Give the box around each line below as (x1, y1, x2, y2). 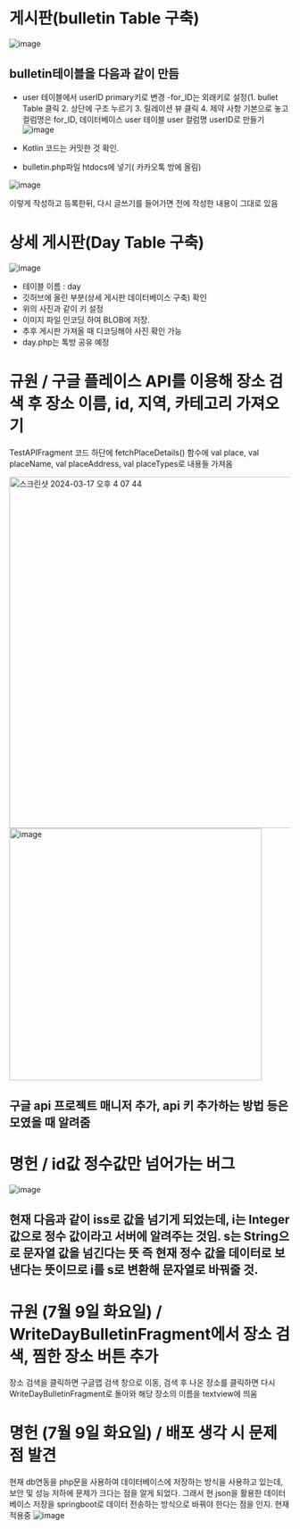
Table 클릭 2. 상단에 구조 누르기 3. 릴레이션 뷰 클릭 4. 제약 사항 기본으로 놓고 (21, 103, 289, 113)
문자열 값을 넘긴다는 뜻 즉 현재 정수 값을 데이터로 (22, 1246, 272, 1261)
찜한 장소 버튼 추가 (31, 1346, 159, 1367)
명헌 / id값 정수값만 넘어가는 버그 (9, 1154, 236, 1175)
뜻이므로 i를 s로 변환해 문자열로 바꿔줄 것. (44, 1262, 259, 1277)
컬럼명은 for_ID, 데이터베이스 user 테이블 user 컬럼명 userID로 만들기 (21, 113, 265, 125)
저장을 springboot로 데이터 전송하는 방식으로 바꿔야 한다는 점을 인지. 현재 (32, 1499, 290, 1509)
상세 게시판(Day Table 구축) (9, 232, 204, 253)
